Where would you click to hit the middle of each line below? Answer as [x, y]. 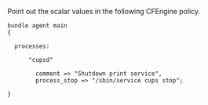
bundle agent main [37, 26]
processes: [32, 46]
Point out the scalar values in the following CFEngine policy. [104, 11]
